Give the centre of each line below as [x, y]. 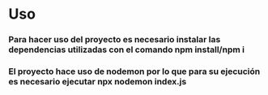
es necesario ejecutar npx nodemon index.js [98, 82]
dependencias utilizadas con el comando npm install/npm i [127, 50]
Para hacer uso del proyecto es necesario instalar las [115, 40]
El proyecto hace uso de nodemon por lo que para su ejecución [134, 71]
